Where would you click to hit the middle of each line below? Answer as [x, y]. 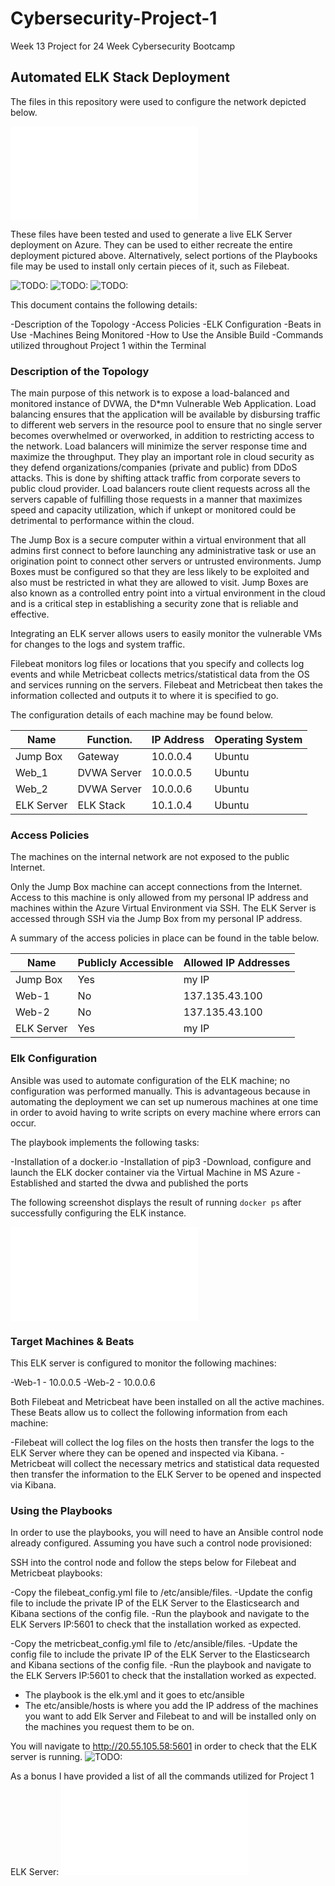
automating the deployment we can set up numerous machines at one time [164, 1101]
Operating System [258, 740]
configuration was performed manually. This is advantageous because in [160, 1091]
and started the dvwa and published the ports [154, 1183]
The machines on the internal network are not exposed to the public [150, 857]
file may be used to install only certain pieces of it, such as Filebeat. [150, 266]
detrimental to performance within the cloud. [102, 521]
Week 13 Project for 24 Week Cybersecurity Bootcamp [123, 46]
